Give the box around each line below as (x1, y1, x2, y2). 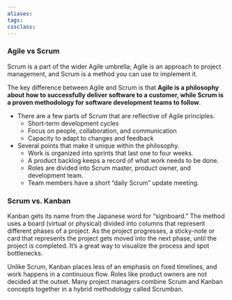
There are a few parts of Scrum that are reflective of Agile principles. (17, 111, 215, 120)
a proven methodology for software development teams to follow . (7, 98, 201, 106)
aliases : (7, 10, 33, 17)
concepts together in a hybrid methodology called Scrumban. (7, 285, 184, 293)
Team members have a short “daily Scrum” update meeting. (27, 178, 200, 187)
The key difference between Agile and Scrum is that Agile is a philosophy (7, 83, 219, 92)
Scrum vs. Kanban (7, 196, 71, 206)
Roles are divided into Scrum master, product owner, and (27, 164, 192, 172)
